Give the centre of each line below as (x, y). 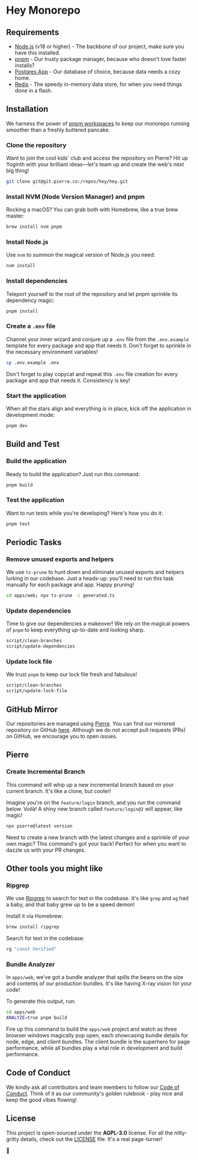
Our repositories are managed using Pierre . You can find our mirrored (91, 724)
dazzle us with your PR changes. (46, 850)
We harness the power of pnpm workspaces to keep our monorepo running (98, 123)
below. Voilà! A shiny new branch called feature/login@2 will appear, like (95, 809)
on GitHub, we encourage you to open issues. (62, 737)
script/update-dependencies (41, 646)
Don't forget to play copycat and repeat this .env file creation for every (92, 374)
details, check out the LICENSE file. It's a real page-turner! (91, 1139)
